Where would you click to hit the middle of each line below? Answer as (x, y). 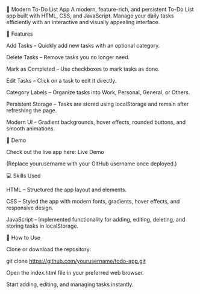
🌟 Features (20, 34)
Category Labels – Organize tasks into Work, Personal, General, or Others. (98, 92)
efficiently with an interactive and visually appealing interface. (83, 22)
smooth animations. (31, 129)
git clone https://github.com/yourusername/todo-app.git (76, 261)
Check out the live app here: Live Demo (55, 152)
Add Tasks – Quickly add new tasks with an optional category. (83, 46)
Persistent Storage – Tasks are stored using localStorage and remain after (98, 104)
